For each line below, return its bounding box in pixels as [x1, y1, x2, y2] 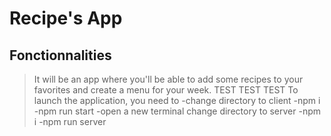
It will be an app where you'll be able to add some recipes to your [33, 73, 304, 85]
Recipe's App [9, 7, 123, 30]
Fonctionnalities [9, 47, 112, 64]
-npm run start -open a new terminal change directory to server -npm [33, 105, 322, 117]
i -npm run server [33, 116, 107, 127]
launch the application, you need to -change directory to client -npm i [33, 95, 321, 106]
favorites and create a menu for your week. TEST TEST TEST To [33, 84, 299, 96]
